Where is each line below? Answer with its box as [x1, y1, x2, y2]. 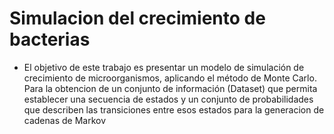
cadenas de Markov [23, 114, 107, 126]
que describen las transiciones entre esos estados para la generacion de [23, 103, 325, 116]
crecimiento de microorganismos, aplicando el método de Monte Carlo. [23, 72, 317, 84]
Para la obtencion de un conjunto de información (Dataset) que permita [23, 82, 318, 94]
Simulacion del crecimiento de [9, 7, 266, 30]
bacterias [9, 28, 91, 51]
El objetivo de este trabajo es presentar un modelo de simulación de [23, 61, 305, 73]
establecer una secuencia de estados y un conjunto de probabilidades [23, 93, 314, 105]
